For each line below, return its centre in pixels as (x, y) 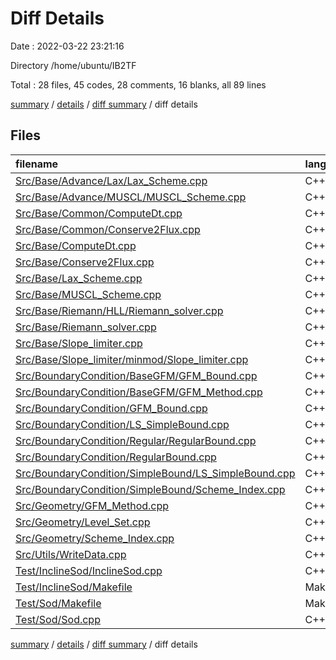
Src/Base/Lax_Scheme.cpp (79, 278)
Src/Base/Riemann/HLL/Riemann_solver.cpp (119, 310)
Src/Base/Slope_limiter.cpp (79, 343)
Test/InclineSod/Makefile (74, 587)
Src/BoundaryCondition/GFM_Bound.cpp (111, 408)
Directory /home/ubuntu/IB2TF (73, 65)
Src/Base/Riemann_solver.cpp (86, 327)
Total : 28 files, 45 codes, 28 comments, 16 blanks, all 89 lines (138, 84)
